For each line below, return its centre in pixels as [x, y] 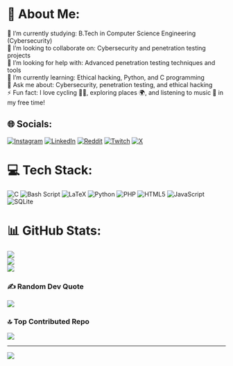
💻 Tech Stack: [50, 170]
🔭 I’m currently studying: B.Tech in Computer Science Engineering [102, 33]
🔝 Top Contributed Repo [49, 321]
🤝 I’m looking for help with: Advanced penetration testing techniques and [111, 62]
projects [19, 55]
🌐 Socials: [30, 124]
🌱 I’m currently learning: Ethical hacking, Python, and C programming [106, 77]
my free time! [26, 102]
